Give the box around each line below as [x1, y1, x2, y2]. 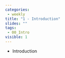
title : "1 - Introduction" [5, 16, 61, 21]
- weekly [7, 12, 26, 17]
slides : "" [5, 21, 28, 26]
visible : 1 [5, 35, 28, 40]
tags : [5, 26, 16, 30]
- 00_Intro [7, 30, 30, 35]
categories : [5, 7, 30, 12]
